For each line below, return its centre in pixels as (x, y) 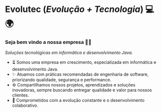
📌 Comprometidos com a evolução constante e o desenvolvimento (78, 100)
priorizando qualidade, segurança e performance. (62, 80)
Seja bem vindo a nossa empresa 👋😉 (48, 42)
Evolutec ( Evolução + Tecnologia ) (74, 9)
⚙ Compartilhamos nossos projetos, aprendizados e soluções (73, 85)
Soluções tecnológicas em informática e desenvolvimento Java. (69, 53)
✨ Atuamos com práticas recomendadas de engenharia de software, (80, 74)
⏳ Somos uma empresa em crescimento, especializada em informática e (84, 62)
